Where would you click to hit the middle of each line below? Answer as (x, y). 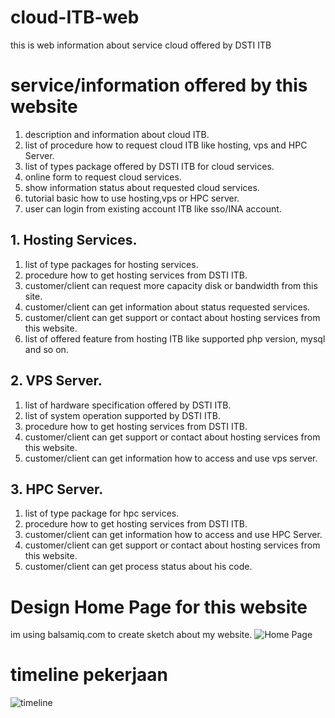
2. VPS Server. (56, 381)
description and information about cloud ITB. (117, 134)
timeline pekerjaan (89, 675)
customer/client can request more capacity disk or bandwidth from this (171, 285)
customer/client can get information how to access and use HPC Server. (173, 535)
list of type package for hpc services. (102, 513)
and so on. (46, 349)
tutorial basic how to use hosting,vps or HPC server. (132, 198)
